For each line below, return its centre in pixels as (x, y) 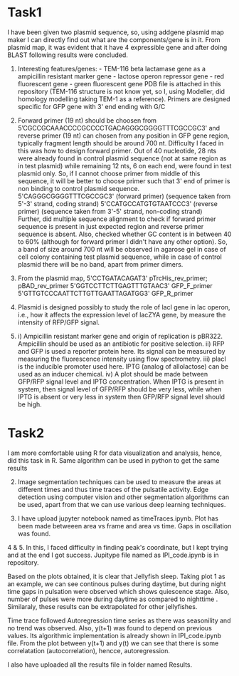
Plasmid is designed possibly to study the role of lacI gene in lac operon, (124, 307)
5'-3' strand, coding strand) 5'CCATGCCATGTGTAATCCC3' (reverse (118, 203)
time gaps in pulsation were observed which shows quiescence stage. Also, (118, 591)
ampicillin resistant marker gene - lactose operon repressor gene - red (121, 76)
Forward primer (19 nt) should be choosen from (87, 120)
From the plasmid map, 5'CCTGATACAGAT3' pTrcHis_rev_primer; (112, 278)
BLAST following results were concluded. (68, 55)
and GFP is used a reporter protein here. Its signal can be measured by (121, 351)
